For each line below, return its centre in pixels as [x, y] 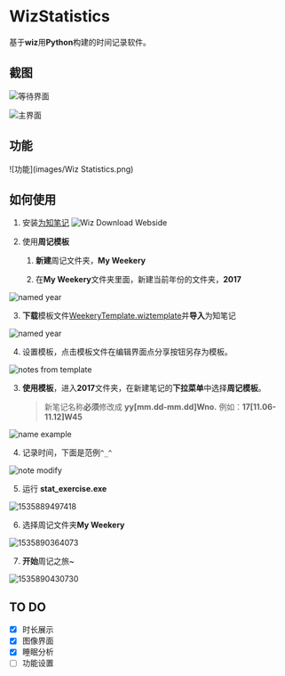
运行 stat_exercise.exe [64, 489]
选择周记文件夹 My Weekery [73, 525]
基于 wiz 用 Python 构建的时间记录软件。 [80, 42]
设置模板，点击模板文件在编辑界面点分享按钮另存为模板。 [127, 352]
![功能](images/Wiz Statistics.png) [71, 169]
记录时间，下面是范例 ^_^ [67, 452]
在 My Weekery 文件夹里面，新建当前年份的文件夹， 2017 [138, 280]
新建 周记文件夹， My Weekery [91, 261]
